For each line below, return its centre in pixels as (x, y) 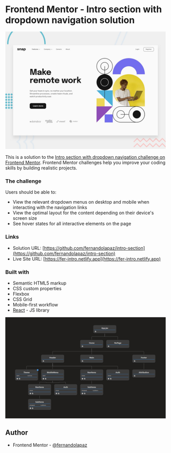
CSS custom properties (37, 288)
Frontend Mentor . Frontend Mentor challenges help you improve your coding (85, 163)
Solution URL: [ (28, 248)
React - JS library (31, 310)
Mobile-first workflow (35, 304)
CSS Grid (22, 299)
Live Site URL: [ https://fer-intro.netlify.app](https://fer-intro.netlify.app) (87, 259)
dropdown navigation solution (70, 20)
